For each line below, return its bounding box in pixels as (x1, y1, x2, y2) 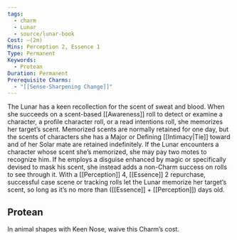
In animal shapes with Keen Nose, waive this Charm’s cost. (7, 225, 180, 234)
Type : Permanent (7, 50, 56, 58)
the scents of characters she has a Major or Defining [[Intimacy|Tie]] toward (7, 133, 231, 141)
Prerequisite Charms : (7, 76, 72, 84)
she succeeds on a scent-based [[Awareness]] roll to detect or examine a (7, 110, 223, 119)
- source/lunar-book (14, 30, 75, 38)
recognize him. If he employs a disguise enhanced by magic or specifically (7, 156, 226, 164)
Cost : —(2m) (7, 37, 43, 44)
